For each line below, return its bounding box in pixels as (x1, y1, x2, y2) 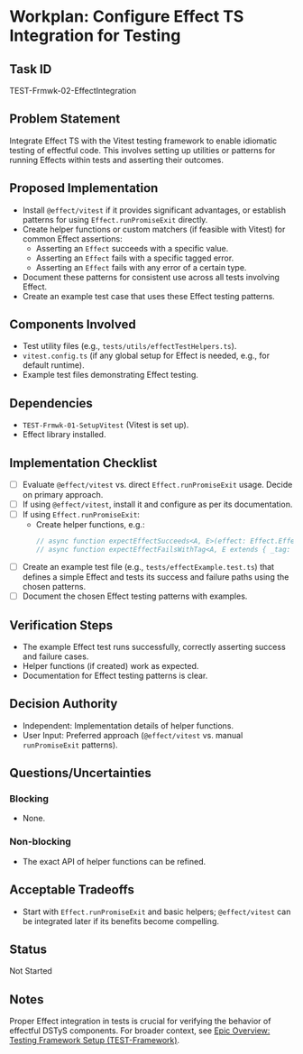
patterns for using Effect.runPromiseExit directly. (22, 214, 208, 225)
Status (9, 941, 48, 957)
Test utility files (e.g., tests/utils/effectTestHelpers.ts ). (22, 341, 237, 352)
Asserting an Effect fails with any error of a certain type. (35, 261, 247, 272)
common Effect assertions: (22, 233, 124, 244)
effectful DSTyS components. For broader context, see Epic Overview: (9, 1025, 271, 1036)
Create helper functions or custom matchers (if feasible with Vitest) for (22, 224, 286, 234)
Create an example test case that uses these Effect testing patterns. (22, 290, 275, 301)
